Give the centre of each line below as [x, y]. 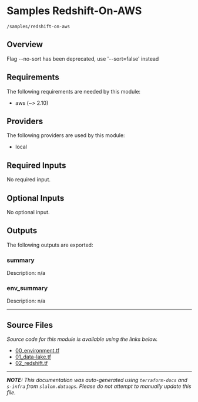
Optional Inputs [36, 198]
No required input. [29, 180]
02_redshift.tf [31, 363]
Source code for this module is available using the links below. [82, 339]
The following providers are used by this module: [66, 135]
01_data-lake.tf [33, 357]
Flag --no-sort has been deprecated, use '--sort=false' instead [83, 59]
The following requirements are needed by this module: [73, 91]
